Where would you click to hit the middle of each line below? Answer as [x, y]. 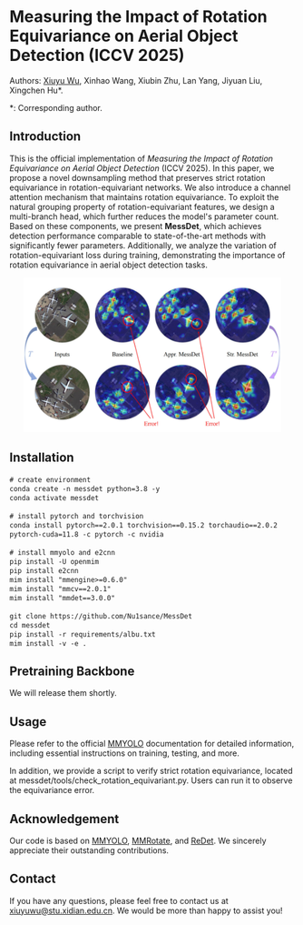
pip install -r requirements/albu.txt [83, 634]
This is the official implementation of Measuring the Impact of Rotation [142, 158]
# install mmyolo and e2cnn [63, 552]
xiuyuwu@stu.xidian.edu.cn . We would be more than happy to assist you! [146, 910]
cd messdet [30, 625]
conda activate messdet [54, 498]
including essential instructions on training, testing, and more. [125, 753]
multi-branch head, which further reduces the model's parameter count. [144, 216]
